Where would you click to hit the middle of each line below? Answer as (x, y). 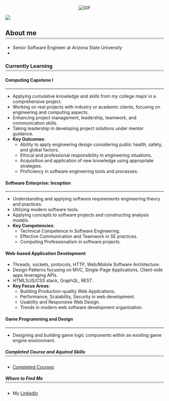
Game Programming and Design (39, 319)
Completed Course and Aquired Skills (45, 352)
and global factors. (39, 149)
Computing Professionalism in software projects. (70, 242)
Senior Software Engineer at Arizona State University (67, 47)
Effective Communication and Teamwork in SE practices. (79, 236)
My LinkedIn (25, 393)
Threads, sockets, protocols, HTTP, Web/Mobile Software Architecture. (86, 265)
